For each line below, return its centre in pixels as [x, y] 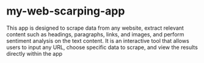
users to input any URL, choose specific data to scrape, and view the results [102, 47]
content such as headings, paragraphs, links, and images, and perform [95, 34]
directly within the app [35, 53]
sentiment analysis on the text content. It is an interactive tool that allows [98, 41]
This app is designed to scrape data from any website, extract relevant [95, 28]
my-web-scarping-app [66, 11]
